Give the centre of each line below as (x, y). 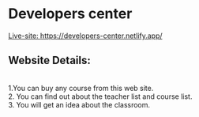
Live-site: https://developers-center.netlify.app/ (85, 36)
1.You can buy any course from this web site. (81, 88)
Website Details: (49, 60)
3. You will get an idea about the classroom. (79, 104)
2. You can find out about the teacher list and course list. (100, 96)
